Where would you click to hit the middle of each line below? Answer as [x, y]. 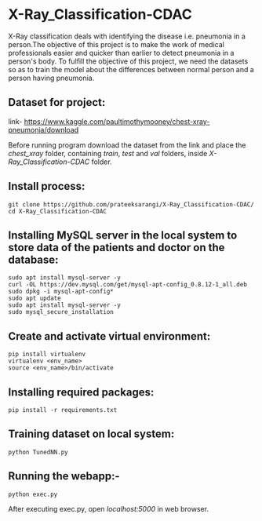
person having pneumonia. [51, 78]
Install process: [47, 186]
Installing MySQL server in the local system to [123, 235]
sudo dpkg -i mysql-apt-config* [61, 292]
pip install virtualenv [47, 355]
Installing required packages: [81, 392]
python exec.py [33, 494]
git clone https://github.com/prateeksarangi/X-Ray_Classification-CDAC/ [131, 204]
